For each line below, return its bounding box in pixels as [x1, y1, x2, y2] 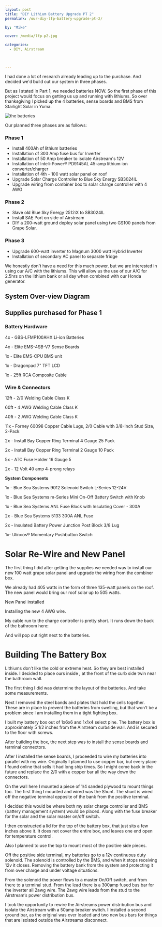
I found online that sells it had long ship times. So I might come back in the [5, 764, 153, 769]
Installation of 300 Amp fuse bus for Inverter [12, 150, 101, 156]
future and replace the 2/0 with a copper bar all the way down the [5, 769, 136, 775]
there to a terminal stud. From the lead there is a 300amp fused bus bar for [5, 882, 154, 888]
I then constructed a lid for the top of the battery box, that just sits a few [5, 823, 148, 829]
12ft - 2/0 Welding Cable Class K [5, 395, 70, 400]
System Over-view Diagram [5, 292, 90, 301]
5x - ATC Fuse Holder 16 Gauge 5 [5, 456, 72, 462]
